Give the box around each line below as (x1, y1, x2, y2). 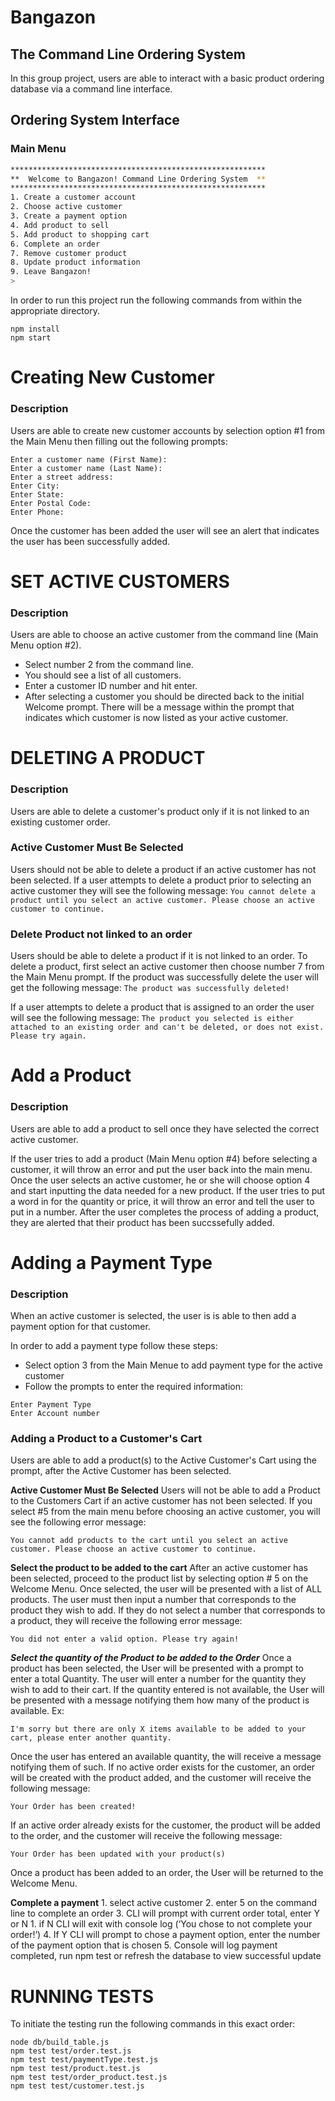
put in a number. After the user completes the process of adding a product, (10, 1206, 320, 1218)
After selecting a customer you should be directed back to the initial (24, 691, 305, 703)
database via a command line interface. (10, 83, 173, 95)
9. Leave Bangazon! (10, 267, 92, 277)
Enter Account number (10, 1409, 101, 1419)
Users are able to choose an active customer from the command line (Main (10, 629, 319, 641)
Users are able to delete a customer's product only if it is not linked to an (10, 805, 310, 817)
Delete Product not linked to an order (10, 927, 193, 941)
